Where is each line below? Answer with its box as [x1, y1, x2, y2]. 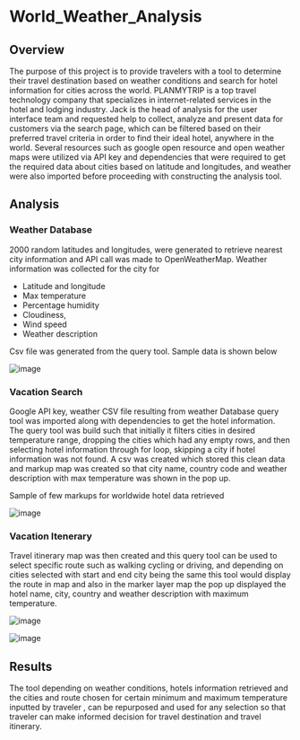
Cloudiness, [21, 309, 67, 320]
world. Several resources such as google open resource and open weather [9, 142, 285, 153]
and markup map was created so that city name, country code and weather [9, 462, 288, 473]
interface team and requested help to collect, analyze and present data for [9, 114, 284, 124]
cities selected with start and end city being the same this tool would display [9, 569, 291, 580]
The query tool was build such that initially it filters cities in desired [9, 425, 255, 436]
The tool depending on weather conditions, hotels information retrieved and [9, 683, 288, 693]
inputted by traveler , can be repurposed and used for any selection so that [9, 702, 287, 713]
